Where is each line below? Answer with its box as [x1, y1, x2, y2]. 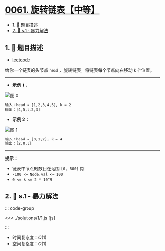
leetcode [12, 57, 30, 63]
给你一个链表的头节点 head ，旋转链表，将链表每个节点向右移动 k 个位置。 [5, 67, 155, 73]
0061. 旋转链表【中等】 [5, 4, 100, 16]
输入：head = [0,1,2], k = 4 [5, 137, 63, 141]
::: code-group [5, 205, 34, 211]
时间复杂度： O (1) [12, 234, 47, 241]
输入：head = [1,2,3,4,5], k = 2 [5, 102, 71, 107]
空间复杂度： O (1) [12, 241, 47, 247]
